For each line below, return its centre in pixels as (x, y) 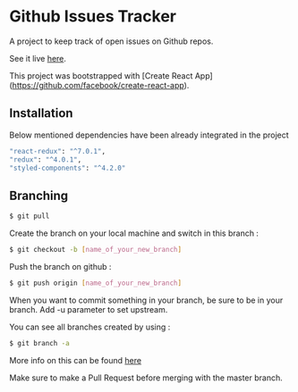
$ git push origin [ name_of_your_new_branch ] (95, 283)
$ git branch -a (39, 343)
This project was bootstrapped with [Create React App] (111, 75)
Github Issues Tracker (93, 17)
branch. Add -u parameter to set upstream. (89, 309)
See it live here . (38, 58)
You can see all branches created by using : (90, 327)
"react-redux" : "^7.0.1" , (57, 151)
